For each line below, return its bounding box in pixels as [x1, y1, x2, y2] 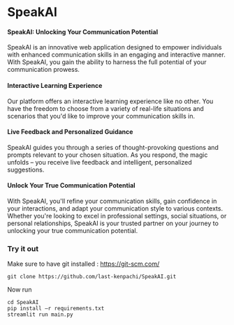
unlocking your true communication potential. [7, 227, 138, 234]
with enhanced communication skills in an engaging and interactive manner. [7, 50, 226, 59]
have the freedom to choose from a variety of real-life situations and [7, 104, 204, 112]
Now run [7, 285, 32, 294]
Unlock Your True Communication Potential [7, 181, 136, 190]
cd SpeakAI [7, 299, 39, 306]
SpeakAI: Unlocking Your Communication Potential [7, 27, 159, 36]
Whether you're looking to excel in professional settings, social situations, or [7, 212, 227, 220]
